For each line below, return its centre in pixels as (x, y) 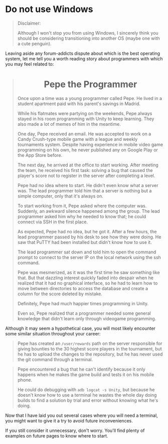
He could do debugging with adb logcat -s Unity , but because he (86, 389)
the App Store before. (40, 155)
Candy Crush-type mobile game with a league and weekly (77, 139)
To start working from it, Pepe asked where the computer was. (82, 206)
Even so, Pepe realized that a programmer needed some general (84, 313)
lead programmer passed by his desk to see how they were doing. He (89, 237)
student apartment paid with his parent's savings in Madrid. (79, 104)
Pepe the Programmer (91, 84)
